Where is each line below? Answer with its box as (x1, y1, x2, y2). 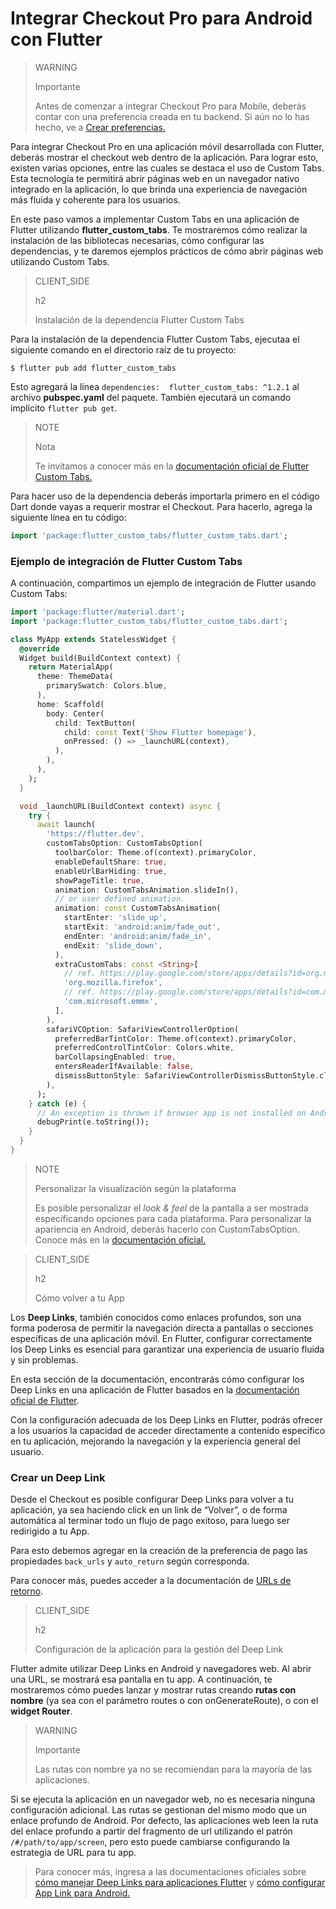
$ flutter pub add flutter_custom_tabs (10, 363, 177, 373)
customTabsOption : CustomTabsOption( (46, 838, 203, 849)
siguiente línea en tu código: (10, 511, 127, 523)
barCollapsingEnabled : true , (54, 1052, 177, 1062)
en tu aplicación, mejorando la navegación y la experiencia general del (10, 1435, 301, 1447)
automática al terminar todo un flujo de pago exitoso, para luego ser (10, 1515, 290, 1527)
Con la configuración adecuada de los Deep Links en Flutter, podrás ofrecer (10, 1413, 323, 1426)
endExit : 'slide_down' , (63, 940, 163, 951)
